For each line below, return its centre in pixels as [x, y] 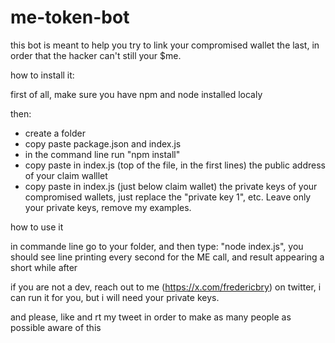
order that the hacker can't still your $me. [96, 55]
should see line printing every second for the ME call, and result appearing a [167, 257]
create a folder [55, 133]
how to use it [37, 227]
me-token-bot [70, 17]
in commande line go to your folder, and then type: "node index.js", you [157, 246]
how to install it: [42, 75]
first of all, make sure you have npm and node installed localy [136, 94]
